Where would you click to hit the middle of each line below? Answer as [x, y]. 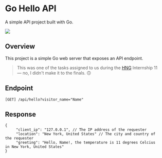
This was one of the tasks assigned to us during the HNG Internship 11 [87, 68]
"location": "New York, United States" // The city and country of [86, 134]
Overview [20, 47]
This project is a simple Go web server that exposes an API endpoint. [74, 58]
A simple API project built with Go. [39, 22]
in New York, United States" [35, 147]
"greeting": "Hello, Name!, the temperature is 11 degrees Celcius [86, 143]
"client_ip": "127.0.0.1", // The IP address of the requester [81, 130]
